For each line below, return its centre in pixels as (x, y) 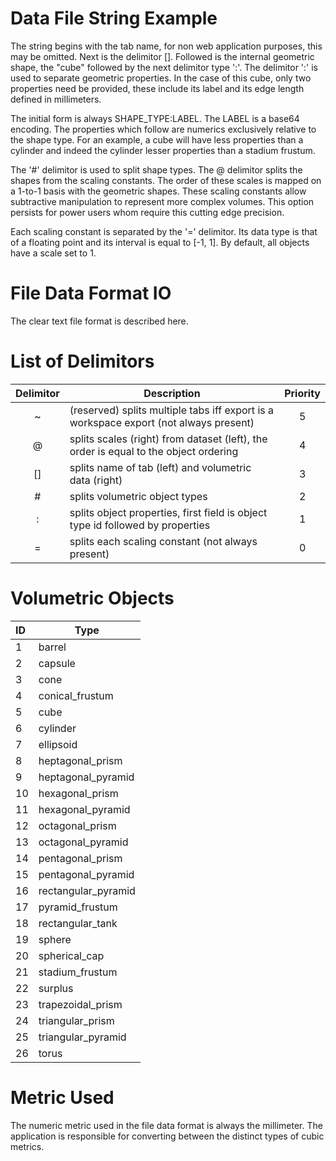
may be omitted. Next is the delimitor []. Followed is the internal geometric (162, 56)
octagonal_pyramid (83, 842)
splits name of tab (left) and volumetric (160, 467)
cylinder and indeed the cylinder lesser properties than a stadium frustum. (163, 150)
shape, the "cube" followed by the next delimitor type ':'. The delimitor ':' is (164, 67)
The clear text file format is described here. (99, 321)
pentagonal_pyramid (86, 874)
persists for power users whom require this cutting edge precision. (147, 212)
